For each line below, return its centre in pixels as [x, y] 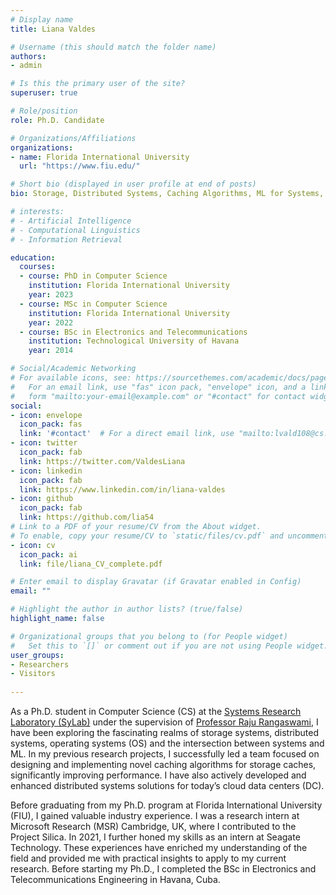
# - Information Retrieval [66, 239]
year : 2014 [51, 351]
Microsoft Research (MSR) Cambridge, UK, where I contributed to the [153, 826]
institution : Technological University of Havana [134, 341]
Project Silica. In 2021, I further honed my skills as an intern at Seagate [155, 837]
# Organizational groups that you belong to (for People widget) [149, 636]
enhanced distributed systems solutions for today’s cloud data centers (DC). [167, 785]
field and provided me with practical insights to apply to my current [148, 858]
